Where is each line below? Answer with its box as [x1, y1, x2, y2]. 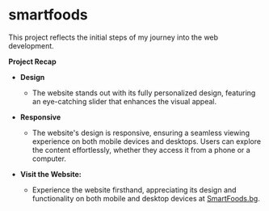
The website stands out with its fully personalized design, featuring [32, 87, 256, 98]
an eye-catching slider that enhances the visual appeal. [32, 96, 216, 106]
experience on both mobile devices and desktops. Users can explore [32, 136, 261, 146]
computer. [32, 154, 67, 163]
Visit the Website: [19, 169, 82, 179]
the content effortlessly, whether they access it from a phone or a [32, 145, 250, 154]
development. [8, 40, 54, 50]
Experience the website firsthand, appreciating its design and [32, 184, 237, 195]
